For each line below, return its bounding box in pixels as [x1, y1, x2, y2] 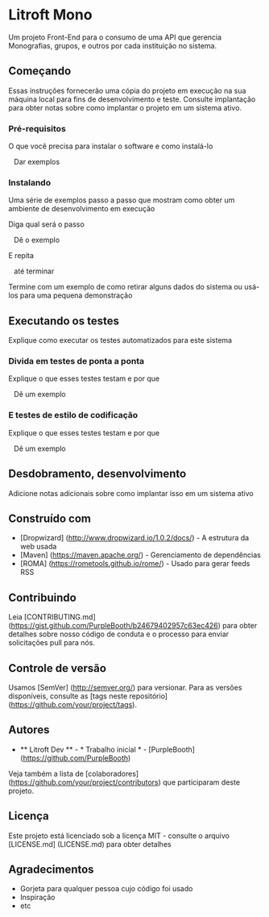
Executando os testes [8, 314, 119, 327]
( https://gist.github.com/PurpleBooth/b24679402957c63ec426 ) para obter [8, 621, 258, 631]
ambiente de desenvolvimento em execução [8, 204, 155, 214]
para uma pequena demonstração [19, 290, 133, 300]
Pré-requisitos [8, 123, 66, 134]
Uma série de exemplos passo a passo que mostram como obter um [8, 195, 235, 205]
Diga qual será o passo [8, 219, 85, 229]
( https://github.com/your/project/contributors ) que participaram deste [8, 777, 240, 787]
